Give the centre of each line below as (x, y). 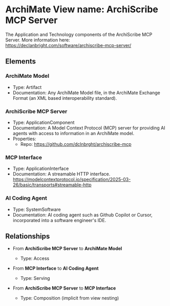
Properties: (24, 139)
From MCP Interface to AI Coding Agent (56, 268)
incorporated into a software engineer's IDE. (59, 220)
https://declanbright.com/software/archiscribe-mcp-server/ (68, 45)
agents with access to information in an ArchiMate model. (73, 133)
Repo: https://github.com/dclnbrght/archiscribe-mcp (76, 144)
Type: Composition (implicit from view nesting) (70, 298)
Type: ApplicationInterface (41, 169)
